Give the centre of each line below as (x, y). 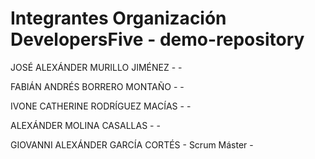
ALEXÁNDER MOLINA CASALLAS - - (85, 125)
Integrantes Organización (118, 18)
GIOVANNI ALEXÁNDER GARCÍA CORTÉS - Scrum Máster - (132, 144)
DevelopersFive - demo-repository (157, 39)
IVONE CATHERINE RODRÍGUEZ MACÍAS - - (101, 106)
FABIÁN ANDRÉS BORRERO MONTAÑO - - (97, 86)
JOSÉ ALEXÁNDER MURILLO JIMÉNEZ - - (96, 67)
